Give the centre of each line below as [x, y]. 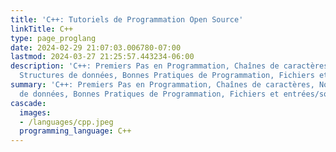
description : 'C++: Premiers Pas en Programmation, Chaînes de [145, 66]
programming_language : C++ [75, 131]
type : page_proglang [53, 38]
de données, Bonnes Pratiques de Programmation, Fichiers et [149, 94]
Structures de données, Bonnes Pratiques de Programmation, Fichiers [167, 76]
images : [35, 112]
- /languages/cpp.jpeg [66, 122]
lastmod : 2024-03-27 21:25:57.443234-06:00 [102, 57]
